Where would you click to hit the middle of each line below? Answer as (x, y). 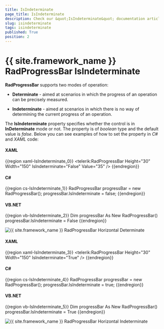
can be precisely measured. (40, 99)
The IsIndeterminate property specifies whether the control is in (70, 123)
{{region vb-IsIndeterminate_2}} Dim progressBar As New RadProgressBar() (82, 216)
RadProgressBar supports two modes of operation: (57, 85)
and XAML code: (22, 139)
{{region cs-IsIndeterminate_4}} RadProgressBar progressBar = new (74, 279)
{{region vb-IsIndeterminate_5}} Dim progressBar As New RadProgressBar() (81, 307)
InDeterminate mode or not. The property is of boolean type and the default (82, 129)
